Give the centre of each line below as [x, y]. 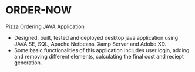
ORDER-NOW [38, 10]
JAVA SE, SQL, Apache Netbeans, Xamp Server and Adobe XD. [90, 44]
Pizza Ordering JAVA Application [45, 26]
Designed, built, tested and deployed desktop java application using [96, 37]
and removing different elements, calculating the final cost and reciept [99, 56]
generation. [28, 63]
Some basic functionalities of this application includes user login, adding [102, 50]
